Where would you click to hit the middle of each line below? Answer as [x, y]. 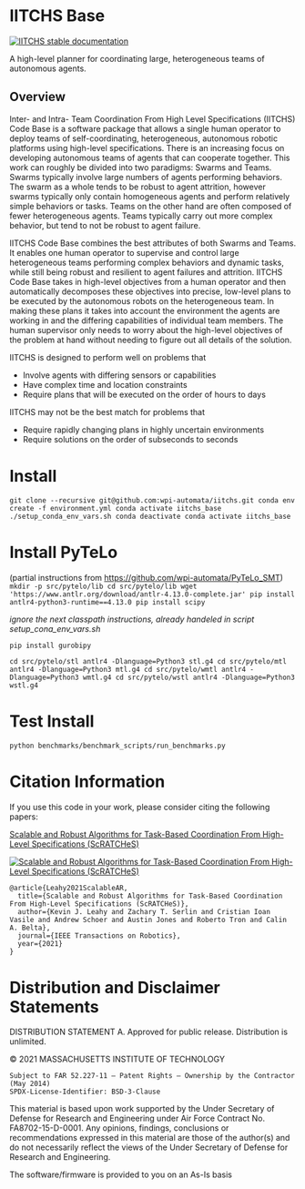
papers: [24, 817]
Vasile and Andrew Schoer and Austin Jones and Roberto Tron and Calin [148, 920]
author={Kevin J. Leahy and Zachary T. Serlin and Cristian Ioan [144, 911]
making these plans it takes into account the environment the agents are [145, 310]
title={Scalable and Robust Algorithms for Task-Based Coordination [150, 896]
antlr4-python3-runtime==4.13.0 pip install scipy [107, 602]
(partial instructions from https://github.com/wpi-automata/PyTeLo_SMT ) [147, 577]
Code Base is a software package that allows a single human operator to [145, 128]
